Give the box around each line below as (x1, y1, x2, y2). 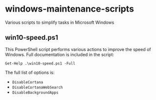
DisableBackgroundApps (12, 90, 59, 95)
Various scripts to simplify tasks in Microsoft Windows (5, 19, 114, 25)
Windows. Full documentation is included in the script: (5, 51, 114, 57)
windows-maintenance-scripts (5, 3, 134, 15)
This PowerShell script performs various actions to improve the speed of (5, 46, 152, 52)
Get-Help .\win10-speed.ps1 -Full (5, 61, 76, 66)
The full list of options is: (5, 69, 55, 75)
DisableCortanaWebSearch (12, 85, 63, 90)
